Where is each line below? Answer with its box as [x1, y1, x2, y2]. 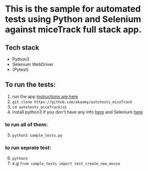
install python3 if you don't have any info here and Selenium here [12, 109, 143, 115]
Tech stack [5, 43, 39, 51]
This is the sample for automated [5, 3, 141, 15]
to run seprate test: [5, 144, 52, 151]
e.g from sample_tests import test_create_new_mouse [12, 160, 120, 166]
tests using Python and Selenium [5, 14, 141, 25]
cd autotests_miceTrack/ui [12, 104, 67, 110]
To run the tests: [5, 81, 56, 89]
